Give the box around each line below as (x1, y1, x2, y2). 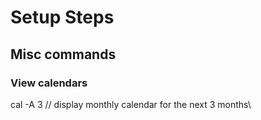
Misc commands (10, 46, 117, 63)
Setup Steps (10, 6, 115, 29)
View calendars (10, 76, 88, 90)
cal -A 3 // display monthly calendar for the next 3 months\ (10, 98, 252, 110)
